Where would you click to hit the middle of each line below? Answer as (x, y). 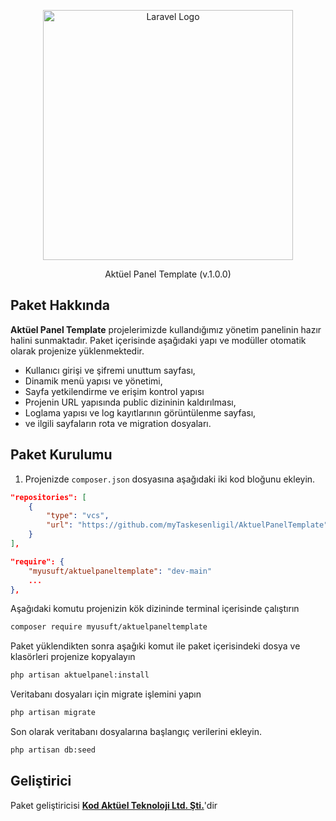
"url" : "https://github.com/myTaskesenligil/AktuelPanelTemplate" (187, 525)
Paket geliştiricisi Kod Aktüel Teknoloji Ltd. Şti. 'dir (114, 805)
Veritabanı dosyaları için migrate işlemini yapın (106, 694)
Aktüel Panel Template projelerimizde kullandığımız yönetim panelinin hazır (166, 329)
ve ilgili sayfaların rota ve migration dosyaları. (118, 423)
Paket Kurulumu (61, 455)
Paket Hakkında (60, 305)
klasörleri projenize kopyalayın (73, 657)
